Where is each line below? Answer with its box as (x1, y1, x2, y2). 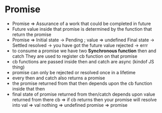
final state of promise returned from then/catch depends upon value (12, 91, 155, 97)
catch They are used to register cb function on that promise (12, 53, 138, 59)
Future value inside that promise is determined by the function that (12, 26, 152, 32)
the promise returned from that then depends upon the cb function (12, 80, 152, 86)
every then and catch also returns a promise (12, 75, 105, 81)
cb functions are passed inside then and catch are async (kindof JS (12, 58, 154, 64)
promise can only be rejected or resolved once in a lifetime (12, 69, 136, 75)
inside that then (12, 85, 45, 92)
